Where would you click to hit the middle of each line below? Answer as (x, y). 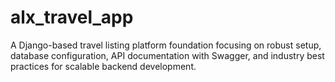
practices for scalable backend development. (103, 66)
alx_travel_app (72, 17)
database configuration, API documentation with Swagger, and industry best (167, 55)
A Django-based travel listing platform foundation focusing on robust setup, (166, 45)
